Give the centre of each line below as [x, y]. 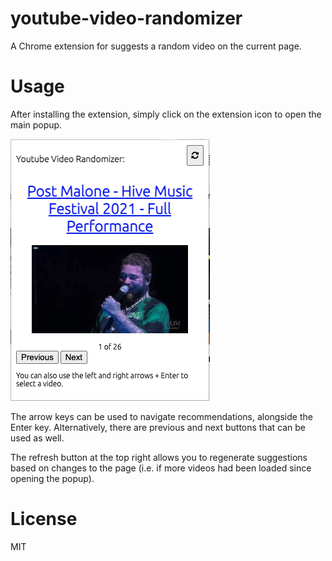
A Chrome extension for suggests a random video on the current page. [156, 46]
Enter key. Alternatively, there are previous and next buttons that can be [158, 427]
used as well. [37, 438]
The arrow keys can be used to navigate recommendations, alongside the [161, 416]
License [44, 519]
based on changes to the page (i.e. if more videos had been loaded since [161, 468]
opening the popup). [52, 478]
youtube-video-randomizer [126, 18]
